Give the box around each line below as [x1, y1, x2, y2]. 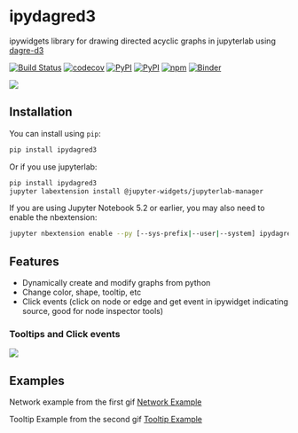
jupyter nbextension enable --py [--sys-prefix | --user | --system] [9, 229, 255, 239]
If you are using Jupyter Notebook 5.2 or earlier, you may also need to [9, 202, 265, 214]
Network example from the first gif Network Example [9, 397, 202, 407]
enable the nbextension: [9, 212, 98, 223]
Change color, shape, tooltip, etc [21, 287, 142, 298]
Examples [9, 373, 65, 388]
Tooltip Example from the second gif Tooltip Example [9, 414, 202, 425]
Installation [9, 105, 73, 120]
